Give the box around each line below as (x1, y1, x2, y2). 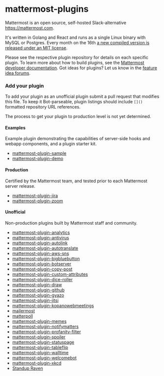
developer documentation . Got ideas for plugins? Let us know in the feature (5, 65, 158, 71)
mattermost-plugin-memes (12, 318, 67, 324)
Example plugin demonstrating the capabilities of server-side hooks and (5, 136, 150, 142)
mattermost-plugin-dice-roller (12, 276, 73, 282)
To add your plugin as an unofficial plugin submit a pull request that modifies (5, 93, 160, 99)
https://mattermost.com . (5, 25, 54, 30)
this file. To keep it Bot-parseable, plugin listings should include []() (5, 99, 143, 105)
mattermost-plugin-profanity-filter (12, 328, 81, 335)
